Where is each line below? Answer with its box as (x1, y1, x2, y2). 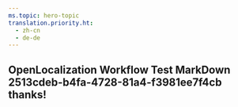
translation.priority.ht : (8, 19, 93, 27)
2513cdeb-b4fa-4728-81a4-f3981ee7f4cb (8, 75, 222, 89)
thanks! (8, 88, 47, 101)
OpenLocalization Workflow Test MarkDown (8, 63, 231, 76)
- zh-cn (15, 26, 41, 34)
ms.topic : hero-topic (8, 11, 80, 20)
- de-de (15, 33, 41, 42)
